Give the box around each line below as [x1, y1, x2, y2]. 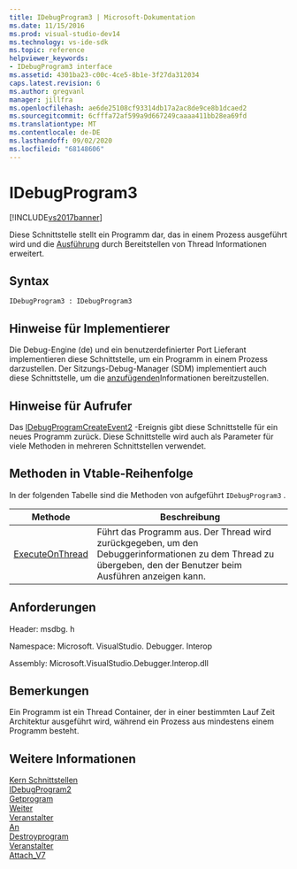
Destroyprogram [9, 831, 69, 842]
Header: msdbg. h [9, 623, 75, 634]
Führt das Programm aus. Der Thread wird [96, 526, 271, 538]
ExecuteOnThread [13, 548, 88, 560]
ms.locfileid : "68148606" [9, 144, 104, 153]
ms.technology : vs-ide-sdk [9, 37, 109, 47]
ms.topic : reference [9, 46, 86, 55]
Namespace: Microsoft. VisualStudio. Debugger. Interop [9, 641, 213, 651]
